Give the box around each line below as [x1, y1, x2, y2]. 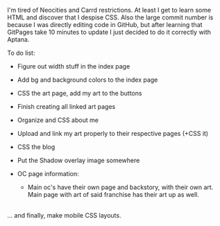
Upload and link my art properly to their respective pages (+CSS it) [17, 130, 209, 137]
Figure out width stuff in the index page [17, 62, 130, 70]
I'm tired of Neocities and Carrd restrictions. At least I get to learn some [7, 6, 212, 14]
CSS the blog [17, 143, 56, 151]
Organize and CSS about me [17, 116, 99, 124]
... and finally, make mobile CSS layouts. [7, 211, 121, 219]
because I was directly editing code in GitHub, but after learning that [7, 21, 203, 28]
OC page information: [17, 170, 80, 177]
